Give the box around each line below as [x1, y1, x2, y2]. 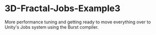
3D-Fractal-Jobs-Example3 [4, 3, 121, 14]
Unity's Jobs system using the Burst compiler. [4, 24, 99, 30]
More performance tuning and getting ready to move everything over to [4, 19, 151, 25]
